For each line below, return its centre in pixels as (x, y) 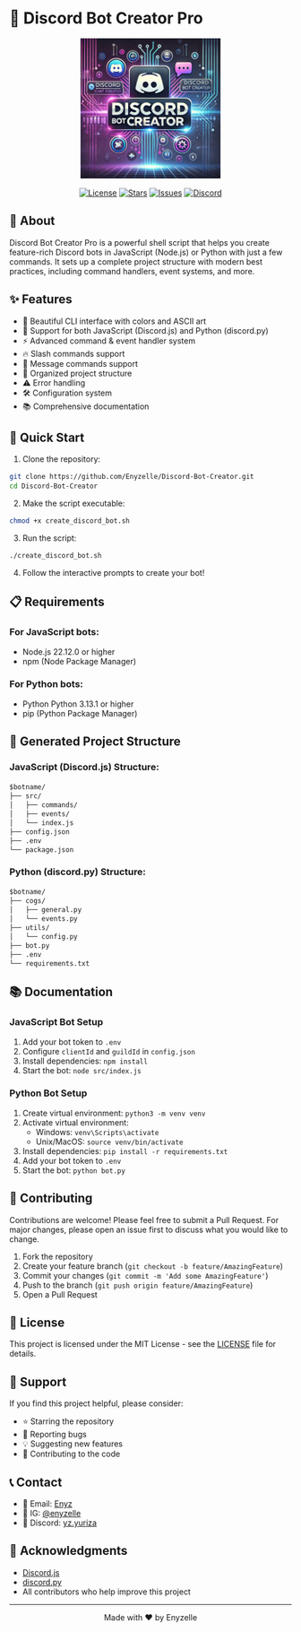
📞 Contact (36, 1482)
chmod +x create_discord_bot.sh (69, 521)
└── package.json (42, 850)
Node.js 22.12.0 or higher (69, 651)
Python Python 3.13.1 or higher (78, 704)
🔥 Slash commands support (73, 353)
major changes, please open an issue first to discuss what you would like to (149, 1229)
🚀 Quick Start (47, 437)
